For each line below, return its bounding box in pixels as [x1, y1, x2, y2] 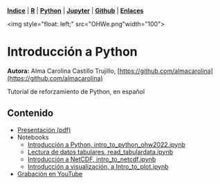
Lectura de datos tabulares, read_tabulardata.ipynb [27, 147, 174, 156]
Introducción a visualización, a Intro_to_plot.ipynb [27, 162, 169, 170]
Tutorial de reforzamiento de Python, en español [7, 87, 145, 96]
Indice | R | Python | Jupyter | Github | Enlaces [7, 7, 144, 14]
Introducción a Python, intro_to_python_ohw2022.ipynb [27, 140, 185, 148]
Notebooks [17, 133, 49, 141]
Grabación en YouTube [17, 170, 83, 178]
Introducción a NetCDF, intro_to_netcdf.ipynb [27, 155, 156, 163]
